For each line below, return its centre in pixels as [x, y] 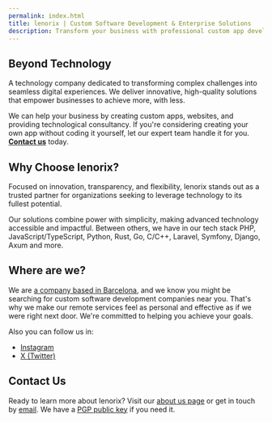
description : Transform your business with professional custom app [126, 31]
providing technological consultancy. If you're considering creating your [128, 124]
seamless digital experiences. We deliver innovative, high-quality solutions [133, 92]
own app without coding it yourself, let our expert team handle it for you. [129, 133]
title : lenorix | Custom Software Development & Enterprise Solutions [130, 23]
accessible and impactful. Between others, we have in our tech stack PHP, [132, 228]
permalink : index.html [47, 16]
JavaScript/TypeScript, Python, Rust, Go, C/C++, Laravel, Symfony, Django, [134, 236]
